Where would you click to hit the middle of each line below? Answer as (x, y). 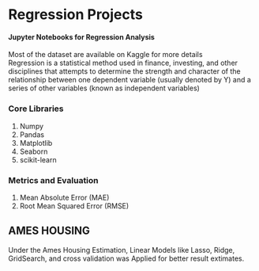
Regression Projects (76, 15)
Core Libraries (36, 109)
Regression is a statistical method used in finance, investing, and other (123, 63)
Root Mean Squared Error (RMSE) (74, 206)
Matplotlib (36, 143)
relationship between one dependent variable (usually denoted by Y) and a (129, 80)
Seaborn (34, 151)
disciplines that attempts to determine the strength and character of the (124, 71)
